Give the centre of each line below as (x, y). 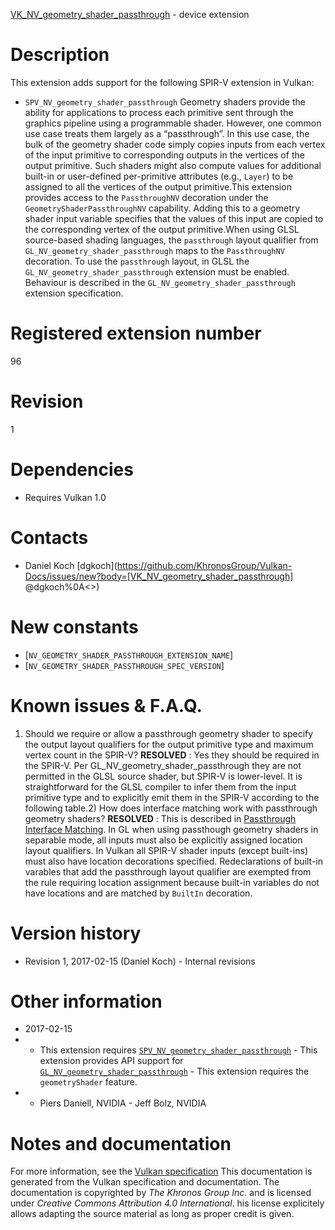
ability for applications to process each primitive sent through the (159, 112)
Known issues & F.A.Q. (106, 705)
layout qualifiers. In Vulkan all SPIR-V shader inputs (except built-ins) (166, 850)
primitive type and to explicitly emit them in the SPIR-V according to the (172, 797)
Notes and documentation (121, 1143)
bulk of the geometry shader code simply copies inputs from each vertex (175, 144)
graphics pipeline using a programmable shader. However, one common (173, 123)
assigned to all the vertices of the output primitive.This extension (158, 186)
